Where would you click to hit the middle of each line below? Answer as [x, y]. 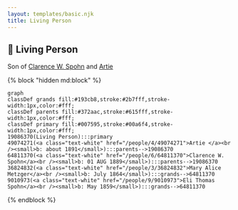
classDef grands [31, 100]
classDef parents [33, 112]
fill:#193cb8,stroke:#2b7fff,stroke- [114, 100]
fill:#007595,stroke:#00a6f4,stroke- [118, 125]
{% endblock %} [32, 200]
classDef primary [33, 125]
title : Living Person [40, 21]
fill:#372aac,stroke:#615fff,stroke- [118, 112]
